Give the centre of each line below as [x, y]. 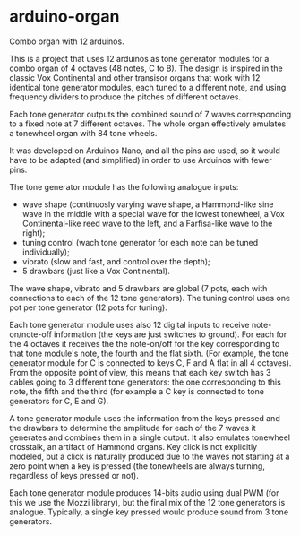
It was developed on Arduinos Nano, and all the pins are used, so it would [145, 151]
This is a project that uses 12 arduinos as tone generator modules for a [139, 58]
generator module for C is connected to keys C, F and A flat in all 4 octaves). [150, 363]
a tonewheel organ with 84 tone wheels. [83, 133]
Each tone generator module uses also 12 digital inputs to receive [129, 324]
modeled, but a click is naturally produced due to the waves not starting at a [150, 456]
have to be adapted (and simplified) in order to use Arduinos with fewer [141, 160]
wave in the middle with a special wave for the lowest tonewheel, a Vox [153, 213]
